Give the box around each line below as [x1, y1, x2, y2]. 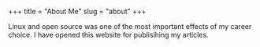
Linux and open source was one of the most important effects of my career [8, 22, 252, 31]
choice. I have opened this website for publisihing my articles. [8, 31, 209, 39]
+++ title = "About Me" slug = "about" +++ [8, 7, 147, 16]
